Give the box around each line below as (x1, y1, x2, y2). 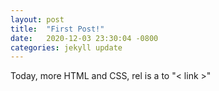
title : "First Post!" (10, 24, 105, 34)
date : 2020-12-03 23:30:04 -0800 (10, 33, 159, 43)
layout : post (10, 14, 65, 25)
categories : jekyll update (10, 42, 123, 53)
